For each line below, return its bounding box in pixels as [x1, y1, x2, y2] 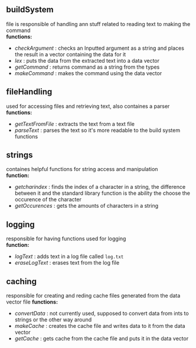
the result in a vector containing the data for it [14, 50, 126, 58]
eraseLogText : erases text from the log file [14, 259, 120, 266]
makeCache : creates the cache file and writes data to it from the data [14, 323, 185, 330]
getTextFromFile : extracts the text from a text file [14, 120, 135, 127]
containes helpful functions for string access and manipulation [6, 166, 158, 173]
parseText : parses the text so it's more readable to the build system [14, 127, 181, 134]
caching [6, 276, 37, 286]
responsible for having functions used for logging [6, 235, 126, 242]
